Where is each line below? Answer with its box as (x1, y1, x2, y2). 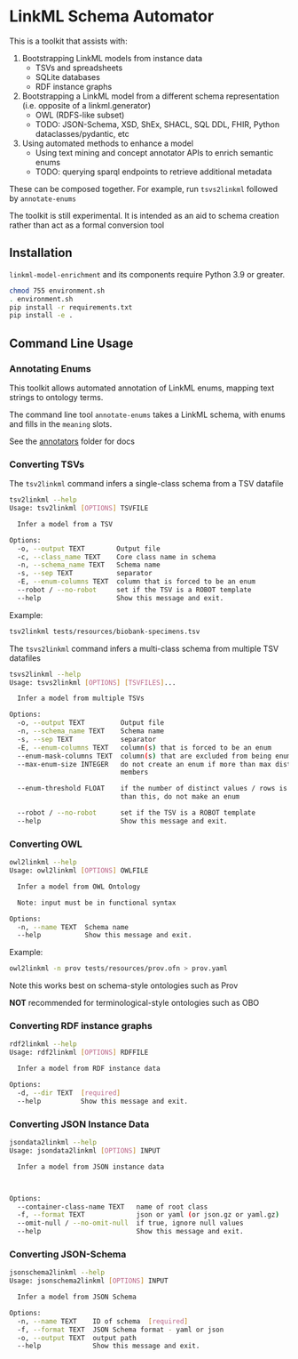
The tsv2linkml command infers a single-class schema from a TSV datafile (9, 478, 284, 489)
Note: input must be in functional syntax (17, 898, 176, 907)
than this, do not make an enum (120, 792, 240, 801)
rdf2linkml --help (9, 1040, 77, 1049)
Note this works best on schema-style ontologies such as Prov (9, 980, 239, 991)
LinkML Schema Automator (9, 6, 215, 27)
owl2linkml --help (9, 858, 77, 867)
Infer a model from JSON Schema (17, 1292, 137, 1302)
